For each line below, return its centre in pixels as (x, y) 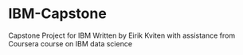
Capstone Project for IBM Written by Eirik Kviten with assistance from (122, 35)
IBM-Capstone (58, 14)
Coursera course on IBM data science (71, 43)
